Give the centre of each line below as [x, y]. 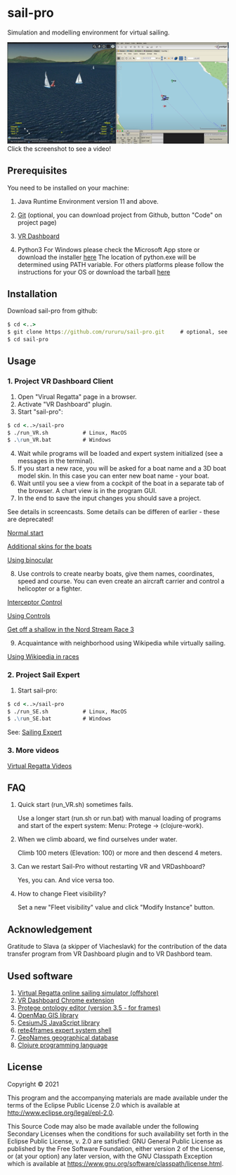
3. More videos [33, 751]
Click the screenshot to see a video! [59, 148]
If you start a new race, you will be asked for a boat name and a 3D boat [122, 468]
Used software [40, 976]
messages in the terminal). [56, 461]
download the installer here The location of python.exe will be [107, 257]
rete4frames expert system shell [65, 1030]
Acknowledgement [50, 930]
